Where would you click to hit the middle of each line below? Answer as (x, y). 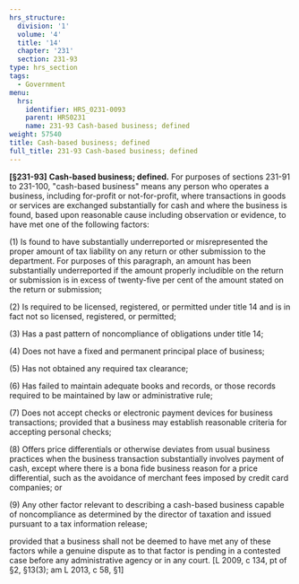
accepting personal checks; (60, 431)
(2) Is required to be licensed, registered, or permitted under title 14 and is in (150, 307)
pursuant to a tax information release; (78, 523)
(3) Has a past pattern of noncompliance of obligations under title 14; (137, 334)
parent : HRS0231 (56, 118)
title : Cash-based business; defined (80, 143)
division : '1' (43, 26)
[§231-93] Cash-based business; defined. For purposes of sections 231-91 (150, 177)
